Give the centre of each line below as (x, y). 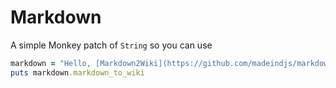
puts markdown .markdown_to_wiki (77, 72)
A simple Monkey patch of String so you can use (111, 45)
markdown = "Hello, (51, 63)
